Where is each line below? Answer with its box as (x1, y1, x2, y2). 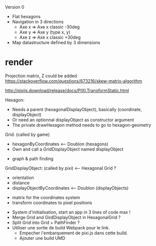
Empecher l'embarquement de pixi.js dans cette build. (19, 230, 128, 236)
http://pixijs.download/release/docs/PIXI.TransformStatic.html (5, 88, 129, 93)
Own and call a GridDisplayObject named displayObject (12, 146, 124, 152)
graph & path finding (12, 156, 54, 161)
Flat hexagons (12, 14, 41, 19)
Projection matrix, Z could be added (5, 73, 77, 79)
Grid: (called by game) (5, 132, 50, 137)
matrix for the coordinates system (12, 194, 80, 200)
